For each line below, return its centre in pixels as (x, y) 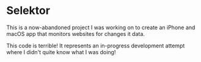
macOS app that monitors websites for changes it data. (76, 33)
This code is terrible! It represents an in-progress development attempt (96, 46)
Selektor (28, 11)
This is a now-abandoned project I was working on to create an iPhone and (101, 27)
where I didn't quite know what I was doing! (61, 52)
